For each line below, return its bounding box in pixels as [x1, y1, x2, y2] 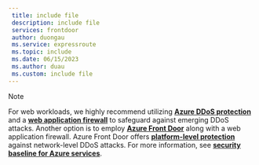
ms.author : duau [11, 63, 65, 71]
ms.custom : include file [11, 70, 93, 78]
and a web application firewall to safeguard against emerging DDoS [8, 115, 229, 124]
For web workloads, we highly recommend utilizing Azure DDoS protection [8, 107, 251, 116]
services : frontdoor [11, 26, 79, 34]
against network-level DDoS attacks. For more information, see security [8, 140, 241, 149]
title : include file [11, 11, 79, 20]
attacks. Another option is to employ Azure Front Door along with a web [8, 123, 241, 133]
